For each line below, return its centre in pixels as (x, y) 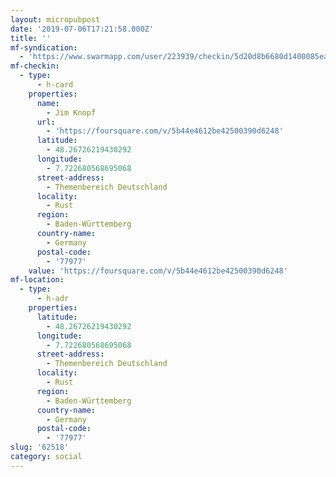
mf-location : (37, 280)
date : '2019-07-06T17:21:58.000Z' (82, 29)
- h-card (55, 85)
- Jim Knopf (71, 112)
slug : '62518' (40, 447)
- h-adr (53, 299)
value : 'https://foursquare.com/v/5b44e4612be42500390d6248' (158, 271)
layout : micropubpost (55, 19)
